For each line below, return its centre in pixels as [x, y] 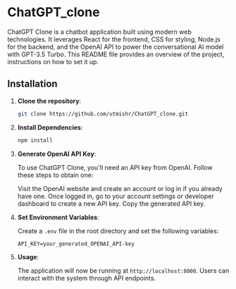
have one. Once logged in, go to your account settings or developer [116, 196]
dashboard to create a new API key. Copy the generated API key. [111, 203]
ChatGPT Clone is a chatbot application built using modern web [100, 32]
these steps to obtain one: [55, 175]
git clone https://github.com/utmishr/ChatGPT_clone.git [103, 113]
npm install [35, 140]
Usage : [28, 257]
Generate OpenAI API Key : [57, 154]
